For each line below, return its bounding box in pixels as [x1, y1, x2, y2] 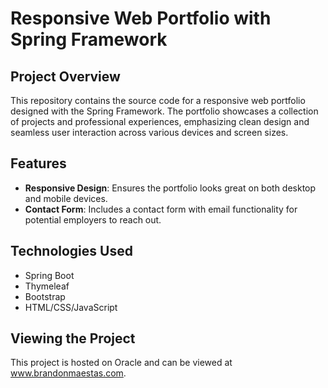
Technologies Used [10, 243, 133, 260]
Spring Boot [24, 269, 75, 281]
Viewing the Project [10, 330, 136, 347]
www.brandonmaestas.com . [10, 367, 127, 379]
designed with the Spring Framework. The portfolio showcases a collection [10, 105, 319, 117]
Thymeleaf [24, 280, 70, 292]
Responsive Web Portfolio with [10, 7, 272, 30]
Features [10, 155, 67, 172]
